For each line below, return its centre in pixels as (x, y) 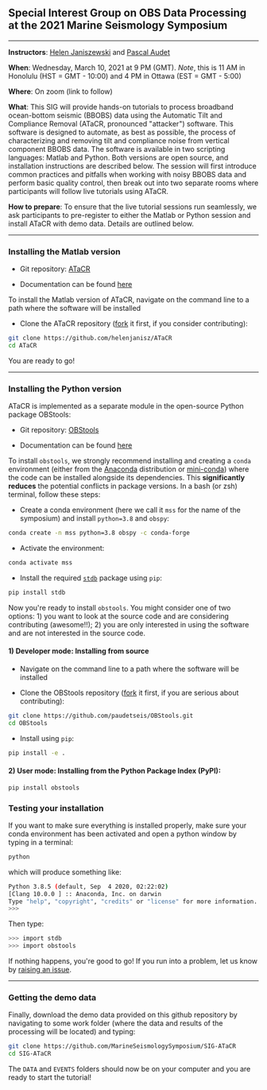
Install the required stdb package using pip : (91, 578)
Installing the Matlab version (64, 251)
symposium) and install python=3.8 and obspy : (94, 518)
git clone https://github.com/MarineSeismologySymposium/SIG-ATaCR (122, 1046)
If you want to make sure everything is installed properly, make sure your (128, 825)
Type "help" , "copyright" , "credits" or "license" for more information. (133, 902)
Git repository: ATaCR (55, 269)
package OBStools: (40, 415)
